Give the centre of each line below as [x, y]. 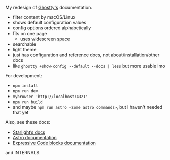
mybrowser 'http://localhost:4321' [50, 97]
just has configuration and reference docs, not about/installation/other [86, 55]
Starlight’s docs [29, 132]
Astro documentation [35, 137]
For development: [24, 75]
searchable [24, 44]
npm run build [27, 102]
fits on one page [30, 33]
